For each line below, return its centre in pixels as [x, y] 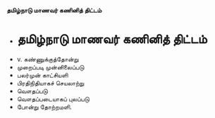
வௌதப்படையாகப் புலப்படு [53, 99]
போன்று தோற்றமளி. [44, 107]
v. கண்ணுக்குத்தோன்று [48, 59]
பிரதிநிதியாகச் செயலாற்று [50, 83]
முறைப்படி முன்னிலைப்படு [50, 67]
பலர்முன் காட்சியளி [42, 75]
